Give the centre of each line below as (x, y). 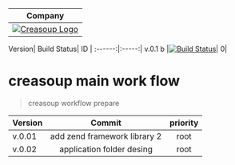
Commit (106, 123)
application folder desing (106, 149)
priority (184, 123)
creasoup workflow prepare (74, 103)
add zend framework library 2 (106, 136)
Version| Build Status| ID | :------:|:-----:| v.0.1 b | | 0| (118, 49)
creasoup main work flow (94, 81)
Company (46, 16)
